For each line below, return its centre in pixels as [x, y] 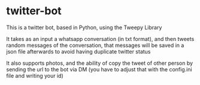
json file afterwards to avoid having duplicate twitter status [78, 51]
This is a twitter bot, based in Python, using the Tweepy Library [84, 27]
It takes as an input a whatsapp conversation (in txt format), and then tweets [100, 39]
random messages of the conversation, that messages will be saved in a [95, 45]
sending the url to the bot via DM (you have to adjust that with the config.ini [99, 69]
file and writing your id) [35, 75]
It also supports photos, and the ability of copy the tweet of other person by [100, 63]
